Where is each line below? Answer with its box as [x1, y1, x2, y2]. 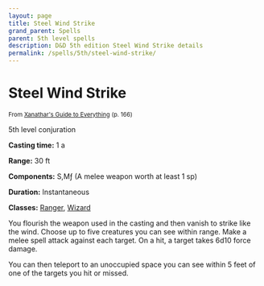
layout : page [8, 11, 52, 20]
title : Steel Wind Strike [8, 19, 95, 27]
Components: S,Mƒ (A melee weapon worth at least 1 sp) [8, 171, 198, 181]
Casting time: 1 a [8, 140, 66, 150]
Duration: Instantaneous [8, 187, 90, 197]
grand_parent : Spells [8, 27, 81, 35]
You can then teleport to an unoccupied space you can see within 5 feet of [8, 259, 256, 269]
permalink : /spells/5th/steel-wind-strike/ [8, 49, 157, 57]
